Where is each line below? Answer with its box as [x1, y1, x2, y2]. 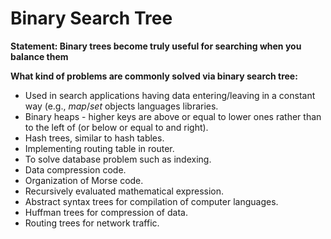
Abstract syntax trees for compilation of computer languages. [24, 195, 279, 207]
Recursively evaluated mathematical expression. [24, 185, 225, 197]
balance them [10, 50, 69, 62]
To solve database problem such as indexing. [24, 153, 212, 165]
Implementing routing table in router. [24, 142, 175, 154]
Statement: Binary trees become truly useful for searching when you [10, 40, 302, 52]
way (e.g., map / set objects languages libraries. [24, 100, 219, 112]
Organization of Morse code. [24, 174, 144, 186]
